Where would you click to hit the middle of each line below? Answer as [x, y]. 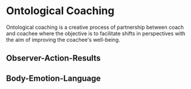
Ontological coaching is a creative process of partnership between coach [95, 27]
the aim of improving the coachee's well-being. [63, 39]
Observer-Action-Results [53, 58]
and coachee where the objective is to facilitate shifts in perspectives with [96, 33]
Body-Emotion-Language [53, 78]
